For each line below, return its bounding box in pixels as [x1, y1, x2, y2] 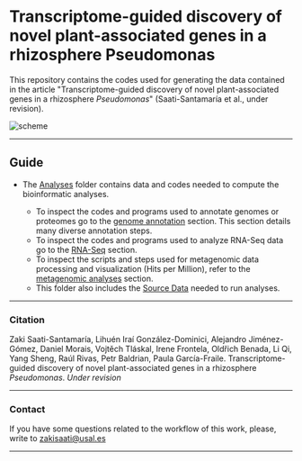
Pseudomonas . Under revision [9, 372, 121, 384]
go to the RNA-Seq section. [35, 244, 138, 255]
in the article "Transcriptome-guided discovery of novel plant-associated [9, 84, 280, 95]
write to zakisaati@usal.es [9, 433, 106, 444]
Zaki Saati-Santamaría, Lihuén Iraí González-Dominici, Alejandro [9, 334, 247, 345]
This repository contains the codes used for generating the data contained [9, 74, 285, 85]
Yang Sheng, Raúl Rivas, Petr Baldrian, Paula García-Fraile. [9, 353, 226, 364]
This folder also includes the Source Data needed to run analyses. [35, 282, 280, 294]
